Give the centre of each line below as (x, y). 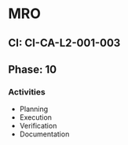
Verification (38, 126)
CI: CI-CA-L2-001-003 (64, 43)
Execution (36, 117)
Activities (27, 91)
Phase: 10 (33, 69)
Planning (34, 109)
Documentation (44, 134)
